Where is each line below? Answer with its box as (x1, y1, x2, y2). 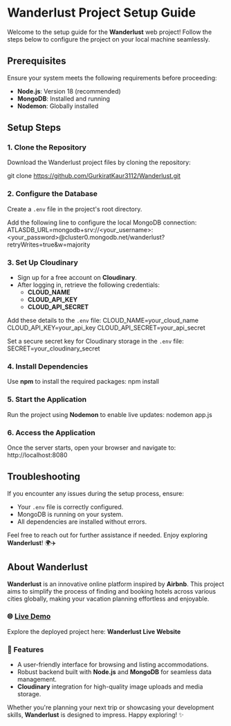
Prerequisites (7, 55, 66, 67)
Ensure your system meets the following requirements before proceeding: (7, 73, 217, 82)
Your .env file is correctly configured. (17, 502, 124, 511)
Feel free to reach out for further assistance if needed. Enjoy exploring (7, 531, 207, 539)
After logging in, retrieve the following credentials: (17, 281, 160, 289)
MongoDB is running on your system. (17, 510, 123, 518)
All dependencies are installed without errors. (17, 517, 147, 526)
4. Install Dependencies (7, 362, 89, 371)
